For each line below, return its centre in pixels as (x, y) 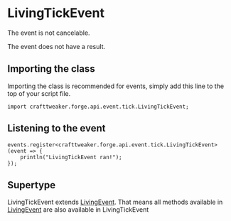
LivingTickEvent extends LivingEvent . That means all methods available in (115, 202)
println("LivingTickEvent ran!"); (71, 157)
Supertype (32, 185)
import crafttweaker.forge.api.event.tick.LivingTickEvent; (98, 107)
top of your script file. (39, 93)
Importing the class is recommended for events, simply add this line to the (116, 86)
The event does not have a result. (56, 46)
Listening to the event (57, 128)
